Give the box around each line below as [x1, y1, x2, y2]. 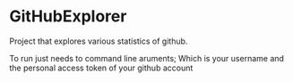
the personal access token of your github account [9, 62, 194, 73]
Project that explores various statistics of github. [9, 36, 188, 46]
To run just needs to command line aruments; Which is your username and [9, 53, 285, 63]
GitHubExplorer [9, 6, 127, 27]
